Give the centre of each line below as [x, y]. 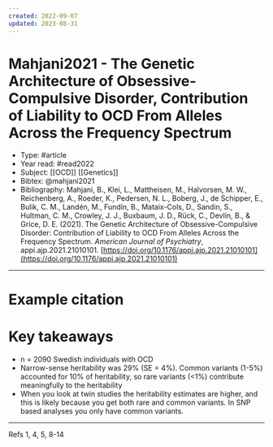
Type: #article [43, 155]
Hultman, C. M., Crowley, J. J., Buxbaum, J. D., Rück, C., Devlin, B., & [135, 215]
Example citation [66, 299]
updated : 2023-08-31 [43, 24]
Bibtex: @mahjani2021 [57, 181]
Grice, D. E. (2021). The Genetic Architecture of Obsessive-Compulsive [139, 224]
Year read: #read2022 [57, 164]
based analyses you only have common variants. [102, 410]
